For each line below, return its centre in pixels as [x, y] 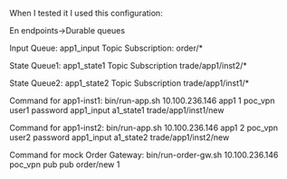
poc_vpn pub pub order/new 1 [65, 165]
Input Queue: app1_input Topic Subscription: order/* [106, 48]
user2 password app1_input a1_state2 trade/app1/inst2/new [120, 137]
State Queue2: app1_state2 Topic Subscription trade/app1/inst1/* [129, 83]
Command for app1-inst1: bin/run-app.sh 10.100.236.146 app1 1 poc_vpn [142, 100]
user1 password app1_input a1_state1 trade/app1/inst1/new [117, 110]
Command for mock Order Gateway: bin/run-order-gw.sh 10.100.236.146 [144, 155]
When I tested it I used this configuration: [86, 13]
